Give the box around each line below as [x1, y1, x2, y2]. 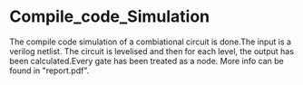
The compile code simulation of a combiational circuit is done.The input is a [9, 36, 292, 47]
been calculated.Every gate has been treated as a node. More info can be [9, 55, 284, 66]
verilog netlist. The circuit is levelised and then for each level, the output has [9, 45, 295, 56]
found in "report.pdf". [9, 65, 90, 76]
